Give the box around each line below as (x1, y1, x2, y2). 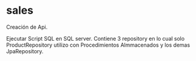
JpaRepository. (6, 47, 44, 54)
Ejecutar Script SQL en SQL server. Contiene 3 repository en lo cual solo (6, 35, 185, 42)
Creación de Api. (6, 23, 48, 30)
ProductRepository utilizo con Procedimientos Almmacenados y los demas (6, 41, 191, 48)
